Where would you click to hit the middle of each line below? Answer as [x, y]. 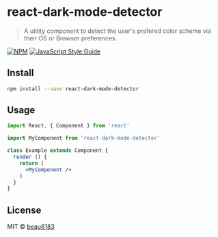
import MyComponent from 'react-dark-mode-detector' [84, 138]
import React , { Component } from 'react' [68, 126]
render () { [30, 157]
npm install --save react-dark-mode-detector [73, 89]
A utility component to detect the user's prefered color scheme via [118, 31]
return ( [32, 163]
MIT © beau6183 [31, 227]
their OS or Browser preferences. [70, 38]
